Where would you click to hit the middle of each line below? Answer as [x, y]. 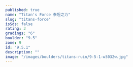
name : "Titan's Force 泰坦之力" [38, 15]
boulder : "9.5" [21, 38]
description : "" [22, 52]
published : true [22, 10]
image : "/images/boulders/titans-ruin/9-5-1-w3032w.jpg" [67, 57]
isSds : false [19, 24]
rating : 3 [16, 29]
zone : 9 [13, 43]
